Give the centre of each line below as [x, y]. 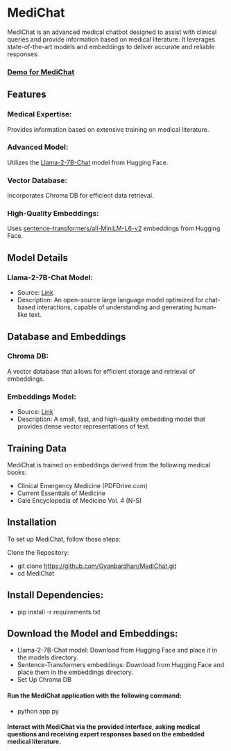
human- [205, 307]
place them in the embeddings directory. [75, 672]
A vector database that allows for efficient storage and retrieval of [101, 371]
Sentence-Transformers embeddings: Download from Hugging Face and [120, 665]
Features [27, 95]
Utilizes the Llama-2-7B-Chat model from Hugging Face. [88, 162]
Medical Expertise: [40, 114]
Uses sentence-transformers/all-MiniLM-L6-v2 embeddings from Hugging [114, 228]
